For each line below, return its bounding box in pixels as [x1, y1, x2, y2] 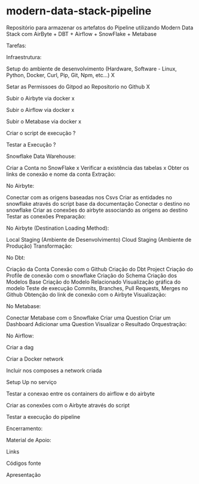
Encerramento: [6, 425, 43, 432]
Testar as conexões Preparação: [6, 212, 86, 220]
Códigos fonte [6, 459, 41, 467]
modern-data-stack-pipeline [6, 4, 152, 18]
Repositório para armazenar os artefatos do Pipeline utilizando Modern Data [6, 24, 194, 31]
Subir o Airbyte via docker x [6, 95, 75, 102]
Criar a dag [6, 343, 34, 351]
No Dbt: [6, 254, 26, 261]
